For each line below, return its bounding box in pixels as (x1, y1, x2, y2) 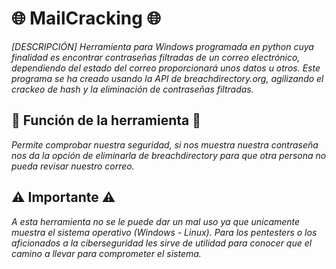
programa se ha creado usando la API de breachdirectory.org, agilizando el (11, 72, 324, 84)
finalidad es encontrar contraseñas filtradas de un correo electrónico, (11, 51, 301, 63)
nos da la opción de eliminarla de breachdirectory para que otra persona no (11, 149, 327, 161)
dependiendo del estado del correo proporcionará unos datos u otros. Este (11, 62, 321, 74)
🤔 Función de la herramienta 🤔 (11, 112, 201, 129)
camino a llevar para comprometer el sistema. (11, 247, 202, 259)
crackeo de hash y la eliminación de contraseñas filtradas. (11, 83, 254, 95)
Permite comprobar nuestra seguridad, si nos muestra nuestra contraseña (11, 138, 319, 151)
